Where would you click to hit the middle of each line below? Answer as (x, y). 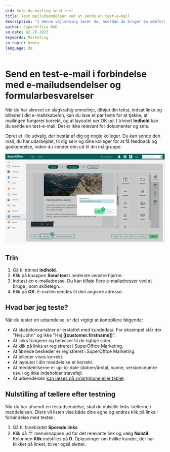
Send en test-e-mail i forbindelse (76, 74)
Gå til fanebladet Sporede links (45, 427)
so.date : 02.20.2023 (27, 32)
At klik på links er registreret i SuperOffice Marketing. (68, 346)
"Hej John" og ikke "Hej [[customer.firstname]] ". (64, 335)
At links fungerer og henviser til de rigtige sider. (62, 340)
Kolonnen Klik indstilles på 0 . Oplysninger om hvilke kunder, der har (83, 439)
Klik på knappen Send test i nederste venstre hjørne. (68, 276)
